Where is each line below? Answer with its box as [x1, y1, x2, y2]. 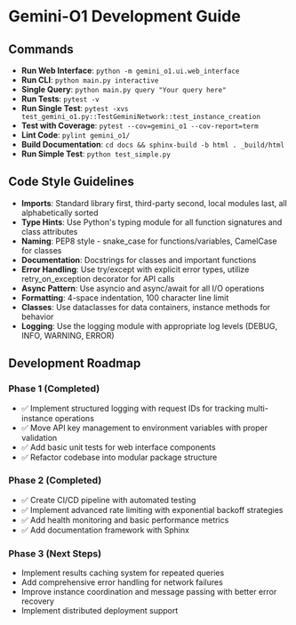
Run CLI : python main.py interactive [20, 75, 159, 85]
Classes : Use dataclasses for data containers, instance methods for [20, 301, 271, 312]
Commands [8, 42, 75, 57]
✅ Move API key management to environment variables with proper [20, 422, 268, 433]
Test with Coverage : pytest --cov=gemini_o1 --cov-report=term [20, 120, 259, 131]
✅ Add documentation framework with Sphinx [20, 525, 190, 535]
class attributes [20, 226, 78, 236]
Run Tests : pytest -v [20, 93, 100, 104]
